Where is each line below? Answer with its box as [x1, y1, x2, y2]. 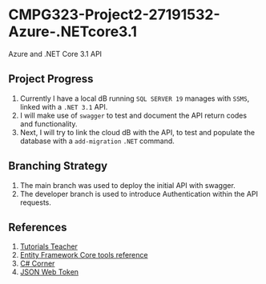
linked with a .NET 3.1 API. [19, 102, 108, 111]
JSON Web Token [19, 267, 79, 277]
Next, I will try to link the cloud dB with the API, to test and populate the [19, 127, 255, 137]
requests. [19, 198, 52, 207]
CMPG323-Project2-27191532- [8, 6, 220, 24]
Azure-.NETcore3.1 [8, 22, 138, 41]
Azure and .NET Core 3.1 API [8, 49, 103, 58]
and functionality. [19, 118, 78, 129]
